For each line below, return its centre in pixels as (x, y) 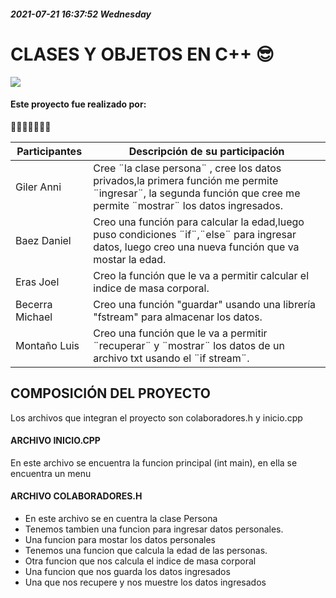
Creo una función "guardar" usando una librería (205, 304)
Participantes (49, 151)
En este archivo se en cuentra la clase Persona (121, 518)
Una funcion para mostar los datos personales (120, 539)
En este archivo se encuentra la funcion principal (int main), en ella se (154, 462)
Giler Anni (38, 187)
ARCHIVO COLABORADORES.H (76, 496)
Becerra (34, 304)
